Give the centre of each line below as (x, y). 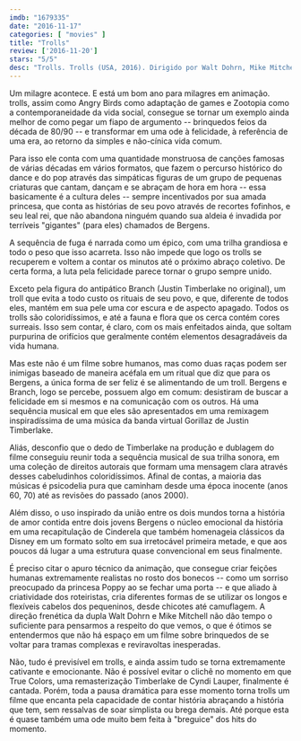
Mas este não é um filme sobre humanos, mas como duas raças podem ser (148, 363)
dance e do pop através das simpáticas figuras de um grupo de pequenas (146, 177)
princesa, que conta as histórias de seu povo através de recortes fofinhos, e (150, 206)
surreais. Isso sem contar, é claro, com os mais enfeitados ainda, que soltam (150, 326)
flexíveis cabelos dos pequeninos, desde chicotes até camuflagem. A (138, 606)
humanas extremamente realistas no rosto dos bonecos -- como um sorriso (149, 578)
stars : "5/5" (34, 59)
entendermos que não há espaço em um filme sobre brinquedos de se (139, 635)
